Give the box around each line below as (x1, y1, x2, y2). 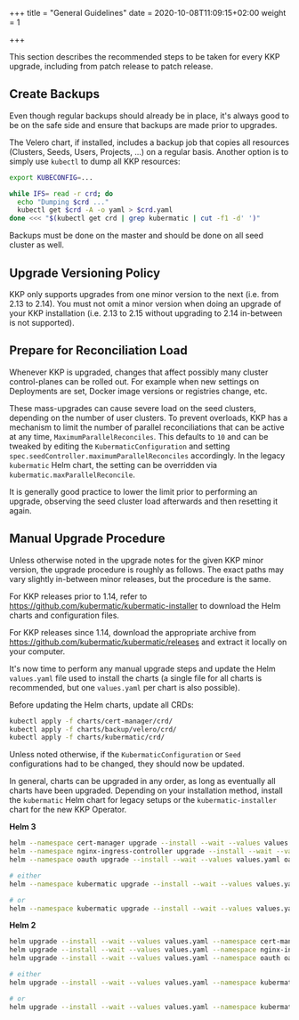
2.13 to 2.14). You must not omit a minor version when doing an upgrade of (9, 298, 282, 309)
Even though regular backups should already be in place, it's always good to (9, 110, 289, 121)
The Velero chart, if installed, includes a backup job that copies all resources (9, 137, 290, 148)
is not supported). (9, 318, 75, 328)
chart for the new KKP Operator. (9, 805, 127, 815)
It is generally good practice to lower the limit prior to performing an (9, 486, 258, 497)
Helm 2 (9, 920, 36, 931)
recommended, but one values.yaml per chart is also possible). (9, 682, 240, 692)
